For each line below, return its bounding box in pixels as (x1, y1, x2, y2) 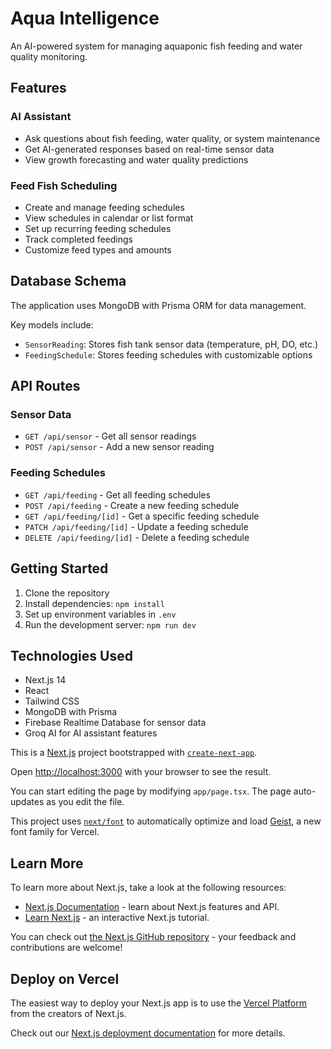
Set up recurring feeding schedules (24, 222, 172, 234)
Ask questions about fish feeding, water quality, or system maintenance (24, 132, 321, 144)
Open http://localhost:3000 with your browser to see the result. (10, 766, 272, 778)
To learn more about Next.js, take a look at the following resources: (10, 882, 287, 894)
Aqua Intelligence (10, 7, 160, 30)
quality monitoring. (10, 50, 88, 62)
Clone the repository (24, 587, 110, 599)
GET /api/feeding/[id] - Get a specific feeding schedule (24, 510, 260, 522)
